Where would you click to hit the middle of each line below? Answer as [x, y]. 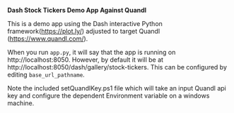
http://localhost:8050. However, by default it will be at [86, 60]
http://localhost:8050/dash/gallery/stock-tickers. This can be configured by [117, 67]
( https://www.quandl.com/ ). [48, 39]
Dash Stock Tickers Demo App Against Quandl [77, 10]
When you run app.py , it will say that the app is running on [92, 52]
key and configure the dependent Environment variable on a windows [109, 95]
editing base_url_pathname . [46, 74]
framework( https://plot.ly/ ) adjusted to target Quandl [84, 31]
